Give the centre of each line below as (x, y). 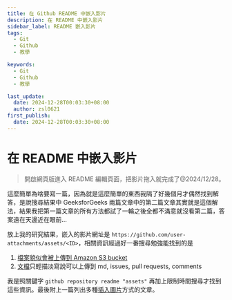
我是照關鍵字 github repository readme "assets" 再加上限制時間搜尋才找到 (115, 281)
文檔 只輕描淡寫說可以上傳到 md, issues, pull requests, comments (109, 266)
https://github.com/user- (149, 235)
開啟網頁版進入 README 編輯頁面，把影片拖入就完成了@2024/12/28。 (124, 179)
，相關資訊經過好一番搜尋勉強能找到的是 (136, 243)
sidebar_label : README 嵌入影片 (52, 26)
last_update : (26, 96)
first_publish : (29, 116)
